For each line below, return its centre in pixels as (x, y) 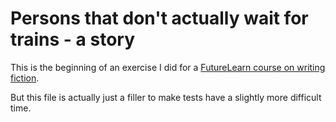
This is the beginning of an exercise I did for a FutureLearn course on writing (168, 67)
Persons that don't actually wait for (159, 18)
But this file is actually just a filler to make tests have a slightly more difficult (166, 97)
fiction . (25, 78)
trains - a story (73, 39)
